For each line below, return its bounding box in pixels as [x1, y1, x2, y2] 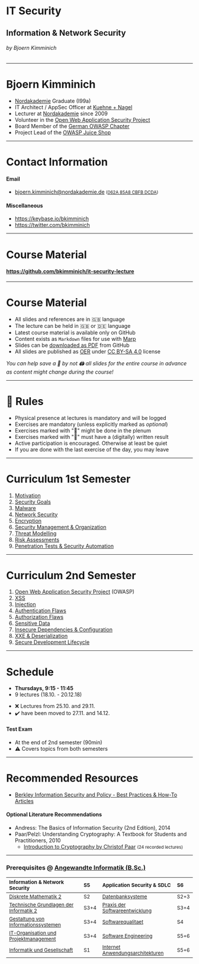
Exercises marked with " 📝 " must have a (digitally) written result [14, 433, 169, 440]
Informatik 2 [9, 908, 37, 914]
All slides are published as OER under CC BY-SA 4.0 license [14, 347, 161, 355]
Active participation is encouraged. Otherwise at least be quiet [14, 440, 168, 447]
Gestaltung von [9, 916, 45, 922]
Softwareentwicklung [102, 908, 152, 914]
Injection [14, 601, 37, 608]
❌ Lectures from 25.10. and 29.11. [14, 703, 95, 710]
